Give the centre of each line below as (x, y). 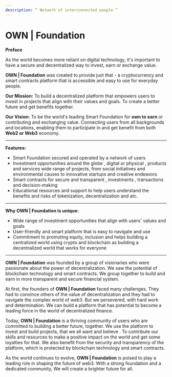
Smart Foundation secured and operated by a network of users (79, 157)
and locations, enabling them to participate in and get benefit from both (81, 127)
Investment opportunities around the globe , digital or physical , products (89, 163)
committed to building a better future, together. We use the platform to (79, 326)
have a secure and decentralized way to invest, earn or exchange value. (81, 65)
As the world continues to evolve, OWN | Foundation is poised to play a (81, 358)
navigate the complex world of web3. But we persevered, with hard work (82, 300)
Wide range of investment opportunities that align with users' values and (89, 221)
